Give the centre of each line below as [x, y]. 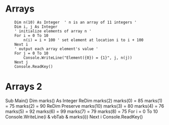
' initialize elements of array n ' [53, 31]
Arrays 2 [24, 87]
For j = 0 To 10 [32, 53]
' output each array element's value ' [56, 49]
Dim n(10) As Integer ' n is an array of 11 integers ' [76, 22]
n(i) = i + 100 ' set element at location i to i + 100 [83, 40]
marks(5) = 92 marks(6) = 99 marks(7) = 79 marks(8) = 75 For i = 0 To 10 [82, 111]
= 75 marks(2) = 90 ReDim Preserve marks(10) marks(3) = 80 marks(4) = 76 [85, 106]
